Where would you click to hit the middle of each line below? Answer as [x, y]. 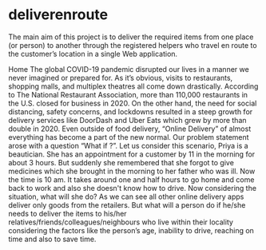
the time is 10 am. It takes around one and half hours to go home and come [131, 179]
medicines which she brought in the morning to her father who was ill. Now [132, 171]
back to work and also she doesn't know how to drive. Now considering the [133, 188]
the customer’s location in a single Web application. [93, 54]
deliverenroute [58, 15]
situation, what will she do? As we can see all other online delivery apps [126, 196]
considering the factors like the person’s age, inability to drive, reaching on [131, 230]
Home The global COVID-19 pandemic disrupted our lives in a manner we [129, 69]
